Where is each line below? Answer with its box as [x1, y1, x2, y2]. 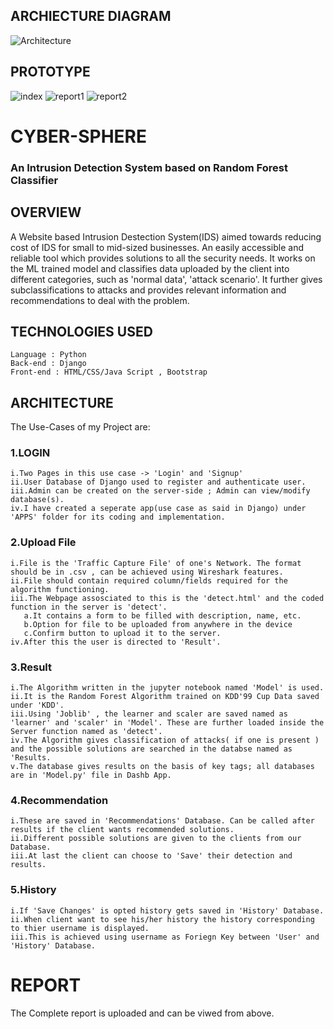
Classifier [10, 173, 59, 187]
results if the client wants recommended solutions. [10, 825, 235, 835]
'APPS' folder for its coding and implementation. [10, 512, 226, 523]
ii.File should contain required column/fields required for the [10, 575, 288, 586]
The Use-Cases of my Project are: [10, 421, 151, 433]
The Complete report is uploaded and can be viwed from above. [10, 1007, 275, 1019]
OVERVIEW [10, 204, 82, 221]
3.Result [10, 660, 52, 674]
